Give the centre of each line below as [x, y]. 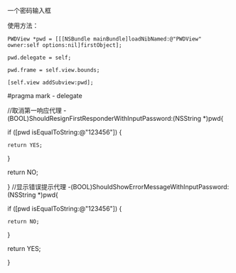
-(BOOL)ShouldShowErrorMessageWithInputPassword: [148, 187]
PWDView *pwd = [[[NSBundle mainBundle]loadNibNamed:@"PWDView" [104, 39]
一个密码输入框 [29, 10]
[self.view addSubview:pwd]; [50, 82]
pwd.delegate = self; [39, 58]
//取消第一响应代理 [35, 110]
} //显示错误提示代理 [37, 187]
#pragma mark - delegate [45, 96]
